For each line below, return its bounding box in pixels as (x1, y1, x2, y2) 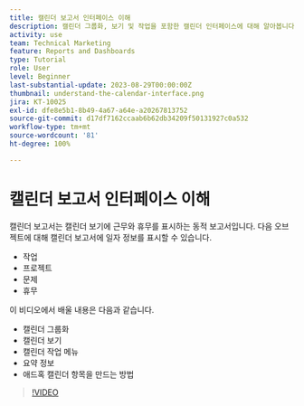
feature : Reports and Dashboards (9, 47, 136, 56)
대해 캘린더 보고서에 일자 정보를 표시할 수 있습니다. (33, 231, 213, 242)
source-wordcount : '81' (9, 131, 100, 140)
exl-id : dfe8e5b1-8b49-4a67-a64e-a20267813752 (9, 106, 188, 115)
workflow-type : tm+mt (9, 123, 91, 132)
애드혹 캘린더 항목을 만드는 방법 (22, 368, 134, 380)
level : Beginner (9, 72, 71, 81)
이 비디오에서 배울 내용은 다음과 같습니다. (9, 304, 155, 315)
